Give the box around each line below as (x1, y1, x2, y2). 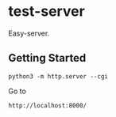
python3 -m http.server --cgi (8, 72, 109, 81)
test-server (8, 2, 85, 21)
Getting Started (8, 51, 87, 65)
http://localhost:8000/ (8, 101, 87, 109)
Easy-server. (8, 28, 50, 38)
